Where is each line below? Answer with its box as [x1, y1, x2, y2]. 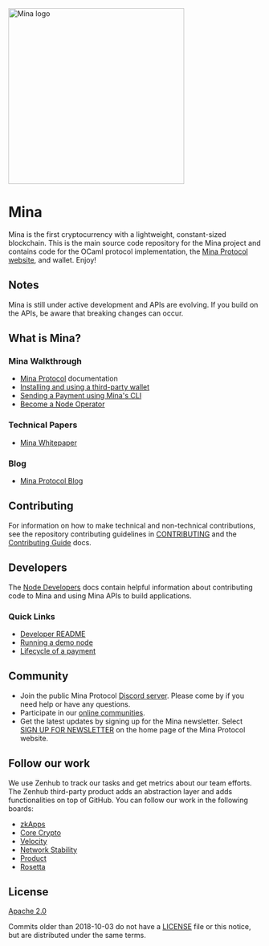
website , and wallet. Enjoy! [8, 255, 96, 264]
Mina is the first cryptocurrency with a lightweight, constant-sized [8, 229, 226, 239]
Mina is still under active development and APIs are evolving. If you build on [8, 300, 259, 309]
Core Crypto [19, 827, 62, 838]
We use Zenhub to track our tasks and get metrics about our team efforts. [8, 778, 252, 788]
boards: [8, 803, 34, 813]
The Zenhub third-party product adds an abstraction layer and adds [8, 786, 233, 796]
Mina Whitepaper [19, 438, 78, 447]
